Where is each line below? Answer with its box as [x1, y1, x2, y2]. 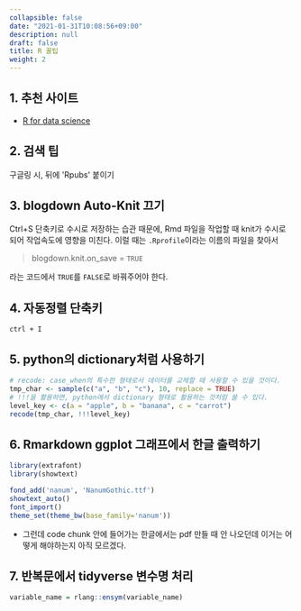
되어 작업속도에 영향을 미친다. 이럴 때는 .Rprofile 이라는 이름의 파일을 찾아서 [9, 235, 279, 246]
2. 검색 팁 [9, 143, 59, 159]
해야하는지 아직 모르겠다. [39, 540, 127, 551]
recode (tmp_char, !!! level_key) [9, 409, 131, 419]
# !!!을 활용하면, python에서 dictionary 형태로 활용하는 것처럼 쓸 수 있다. [9, 393, 269, 402]
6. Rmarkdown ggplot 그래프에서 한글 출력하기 [9, 436, 261, 451]
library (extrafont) [9, 461, 83, 470]
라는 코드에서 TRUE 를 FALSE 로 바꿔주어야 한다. [9, 271, 169, 282]
